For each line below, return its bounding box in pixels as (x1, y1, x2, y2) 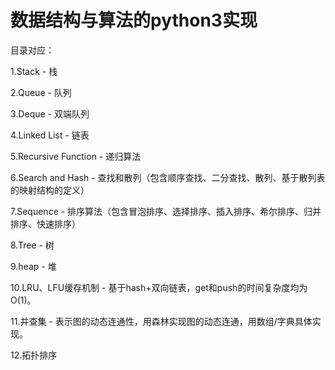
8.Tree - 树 (10, 239, 55, 251)
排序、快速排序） (10, 217, 81, 230)
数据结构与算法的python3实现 (10, 9, 258, 32)
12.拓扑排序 (10, 349, 58, 361)
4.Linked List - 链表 (10, 129, 90, 141)
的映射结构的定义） (10, 184, 90, 196)
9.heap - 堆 (10, 260, 57, 272)
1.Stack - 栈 (10, 65, 58, 77)
